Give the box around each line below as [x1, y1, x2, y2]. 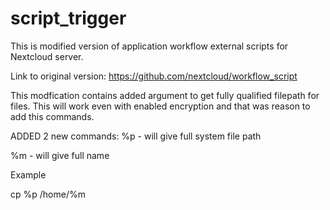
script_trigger [10, 7, 127, 30]
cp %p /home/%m [10, 188, 86, 200]
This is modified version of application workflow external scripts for [10, 40, 289, 52]
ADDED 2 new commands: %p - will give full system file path [10, 130, 262, 142]
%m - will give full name [10, 149, 110, 161]
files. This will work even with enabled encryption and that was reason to [10, 100, 311, 112]
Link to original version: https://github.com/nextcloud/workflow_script [10, 70, 298, 82]
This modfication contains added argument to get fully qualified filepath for [10, 89, 320, 101]
